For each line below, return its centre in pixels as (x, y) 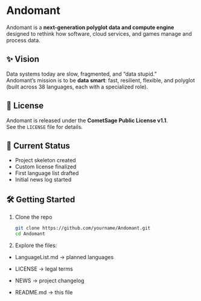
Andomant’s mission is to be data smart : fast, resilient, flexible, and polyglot (101, 80)
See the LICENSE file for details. (45, 127)
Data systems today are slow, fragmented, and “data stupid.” (81, 74)
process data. (23, 40)
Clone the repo (33, 217)
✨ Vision (23, 59)
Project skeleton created (46, 160)
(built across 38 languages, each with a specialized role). (77, 87)
